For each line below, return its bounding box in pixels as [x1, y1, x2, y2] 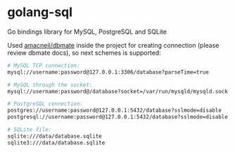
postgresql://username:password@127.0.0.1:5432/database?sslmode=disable [7, 114, 229, 121]
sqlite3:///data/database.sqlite [7, 139, 106, 146]
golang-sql [7, 4, 72, 20]
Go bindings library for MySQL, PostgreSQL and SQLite [7, 27, 167, 36]
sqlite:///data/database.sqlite [7, 133, 102, 140]
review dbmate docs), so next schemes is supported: [7, 48, 162, 57]
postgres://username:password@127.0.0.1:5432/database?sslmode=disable [7, 107, 222, 114]
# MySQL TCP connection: [7, 62, 80, 69]
